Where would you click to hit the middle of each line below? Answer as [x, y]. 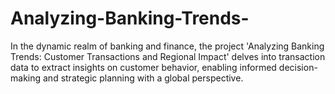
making [26, 78]
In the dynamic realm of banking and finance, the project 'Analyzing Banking [167, 46]
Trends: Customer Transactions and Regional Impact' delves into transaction [168, 56]
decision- [298, 67]
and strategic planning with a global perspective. [143, 78]
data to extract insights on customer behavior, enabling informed [143, 67]
